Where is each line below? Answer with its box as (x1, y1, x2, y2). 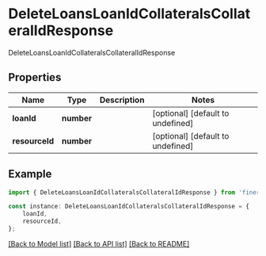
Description (99, 94, 145, 105)
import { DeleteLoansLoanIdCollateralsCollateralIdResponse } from (8, 188, 236, 197)
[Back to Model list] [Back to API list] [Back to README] (8, 239, 190, 248)
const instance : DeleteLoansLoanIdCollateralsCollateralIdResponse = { (8, 203, 249, 211)
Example (8, 167, 52, 181)
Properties (8, 71, 62, 84)
